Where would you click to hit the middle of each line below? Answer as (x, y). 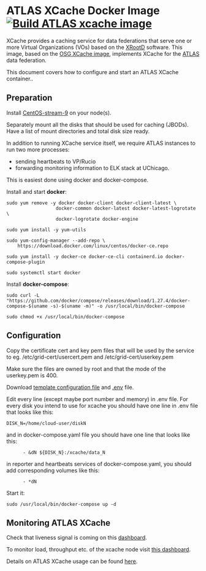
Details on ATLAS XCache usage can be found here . (72, 561)
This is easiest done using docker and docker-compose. (78, 180)
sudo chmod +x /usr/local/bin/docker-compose (65, 316)
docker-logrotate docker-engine (97, 219)
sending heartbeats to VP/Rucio (55, 161)
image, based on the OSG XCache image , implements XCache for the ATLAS (103, 53)
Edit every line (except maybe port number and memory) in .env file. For (97, 399)
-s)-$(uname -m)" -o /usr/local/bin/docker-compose (117, 306)
